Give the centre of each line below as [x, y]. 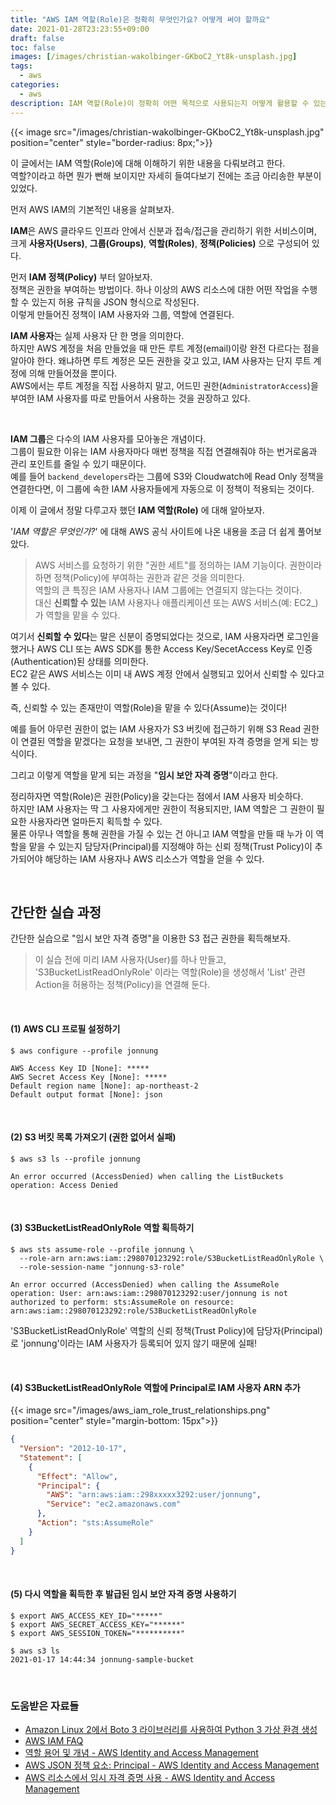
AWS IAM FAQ [54, 1740]
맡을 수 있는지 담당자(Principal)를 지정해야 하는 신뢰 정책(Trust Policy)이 [170, 846]
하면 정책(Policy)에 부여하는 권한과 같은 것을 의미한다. [139, 577]
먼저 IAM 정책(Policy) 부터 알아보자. [81, 277]
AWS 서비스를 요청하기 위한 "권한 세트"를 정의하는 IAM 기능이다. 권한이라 [178, 565]
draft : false [37, 38]
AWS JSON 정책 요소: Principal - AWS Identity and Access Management [172, 1765]
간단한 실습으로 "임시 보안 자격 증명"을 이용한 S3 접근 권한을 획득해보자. [150, 938]
